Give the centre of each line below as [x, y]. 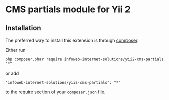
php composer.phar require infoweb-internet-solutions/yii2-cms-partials [85, 59]
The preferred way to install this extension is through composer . [72, 40]
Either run [15, 50]
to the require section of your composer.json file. [55, 92]
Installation [23, 28]
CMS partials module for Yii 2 [68, 9]
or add [12, 73]
